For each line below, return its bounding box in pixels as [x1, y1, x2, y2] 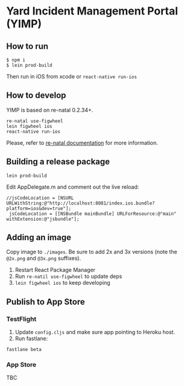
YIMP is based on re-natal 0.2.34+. [6, 106, 94, 113]
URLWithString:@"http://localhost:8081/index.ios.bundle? [6, 200, 155, 206]
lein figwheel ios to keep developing [14, 279, 110, 286]
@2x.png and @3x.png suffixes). [6, 255, 81, 262]
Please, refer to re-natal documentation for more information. [6, 139, 159, 146]
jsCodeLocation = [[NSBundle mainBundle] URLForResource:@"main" [8, 210, 177, 217]
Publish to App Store [6, 297, 86, 307]
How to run [6, 41, 49, 51]
